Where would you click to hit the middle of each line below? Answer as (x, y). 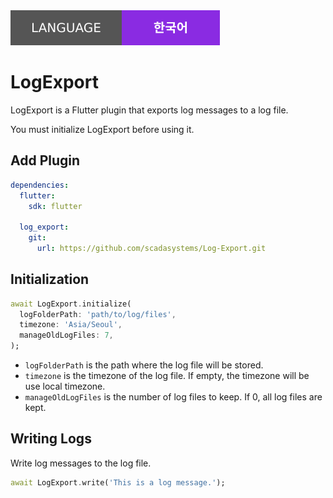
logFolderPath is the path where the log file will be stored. (144, 365)
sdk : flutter (55, 206)
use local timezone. (65, 386)
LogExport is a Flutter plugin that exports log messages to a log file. (149, 110)
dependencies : (40, 185)
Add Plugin (45, 160)
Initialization (50, 279)
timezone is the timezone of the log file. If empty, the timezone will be (167, 376)
